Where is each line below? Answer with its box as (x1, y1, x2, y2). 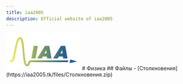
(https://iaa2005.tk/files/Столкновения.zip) (6, 71, 113, 78)
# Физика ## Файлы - (81, 64, 137, 72)
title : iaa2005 (6, 9, 44, 15)
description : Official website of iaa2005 (6, 15, 113, 22)
